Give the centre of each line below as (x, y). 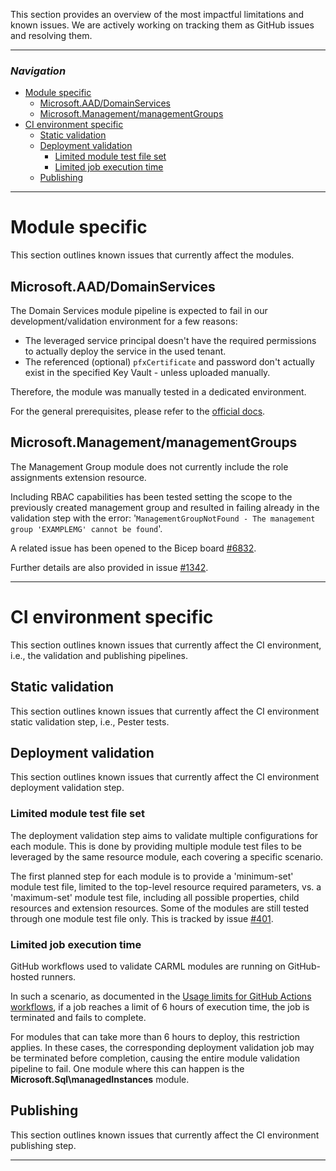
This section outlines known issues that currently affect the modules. (152, 255)
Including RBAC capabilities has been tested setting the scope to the (151, 496)
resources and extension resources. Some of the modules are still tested (160, 908)
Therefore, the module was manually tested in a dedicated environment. (158, 392)
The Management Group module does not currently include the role (149, 466)
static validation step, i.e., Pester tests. (90, 721)
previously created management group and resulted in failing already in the (165, 507)
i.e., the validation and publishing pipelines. (99, 655)
